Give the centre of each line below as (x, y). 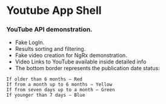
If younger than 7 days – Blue (46, 95)
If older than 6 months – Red (45, 79)
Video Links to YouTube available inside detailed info (81, 62)
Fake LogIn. (30, 42)
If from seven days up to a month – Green (61, 90)
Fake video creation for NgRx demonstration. (71, 56)
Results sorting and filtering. (50, 49)
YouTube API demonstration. (49, 30)
